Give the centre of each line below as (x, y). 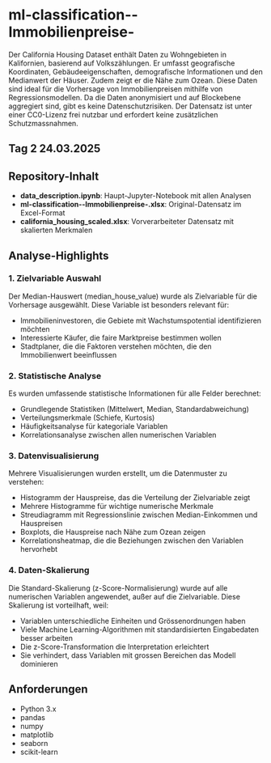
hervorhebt (39, 549)
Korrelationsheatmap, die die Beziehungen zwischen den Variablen (132, 540)
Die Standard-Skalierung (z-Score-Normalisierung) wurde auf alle (118, 587)
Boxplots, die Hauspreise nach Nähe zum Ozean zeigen (113, 532)
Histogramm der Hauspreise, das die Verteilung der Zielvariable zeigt (135, 498)
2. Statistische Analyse (55, 375)
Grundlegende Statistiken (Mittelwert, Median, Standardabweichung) (134, 409)
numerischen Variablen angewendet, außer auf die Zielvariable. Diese (125, 596)
